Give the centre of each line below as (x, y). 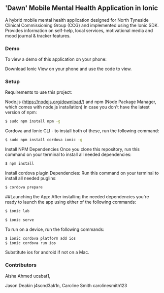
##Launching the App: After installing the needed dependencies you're (77, 196)
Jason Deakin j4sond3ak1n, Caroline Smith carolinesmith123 (66, 285)
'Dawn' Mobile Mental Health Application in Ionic (82, 8)
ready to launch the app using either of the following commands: (71, 202)
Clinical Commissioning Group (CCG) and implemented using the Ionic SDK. (82, 25)
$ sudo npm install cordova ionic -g (44, 140)
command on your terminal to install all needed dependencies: (68, 154)
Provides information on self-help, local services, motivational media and (79, 30)
